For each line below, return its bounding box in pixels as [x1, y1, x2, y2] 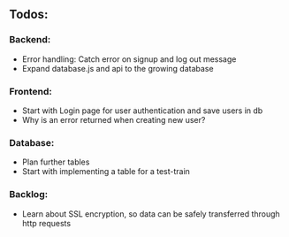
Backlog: [9, 188, 49, 201]
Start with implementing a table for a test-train [21, 166, 190, 177]
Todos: [9, 7, 49, 22]
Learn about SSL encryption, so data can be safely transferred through [21, 208, 280, 219]
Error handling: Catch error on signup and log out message [21, 53, 237, 65]
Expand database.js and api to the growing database [21, 63, 214, 73]
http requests [21, 218, 72, 228]
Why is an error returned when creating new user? [21, 114, 206, 125]
